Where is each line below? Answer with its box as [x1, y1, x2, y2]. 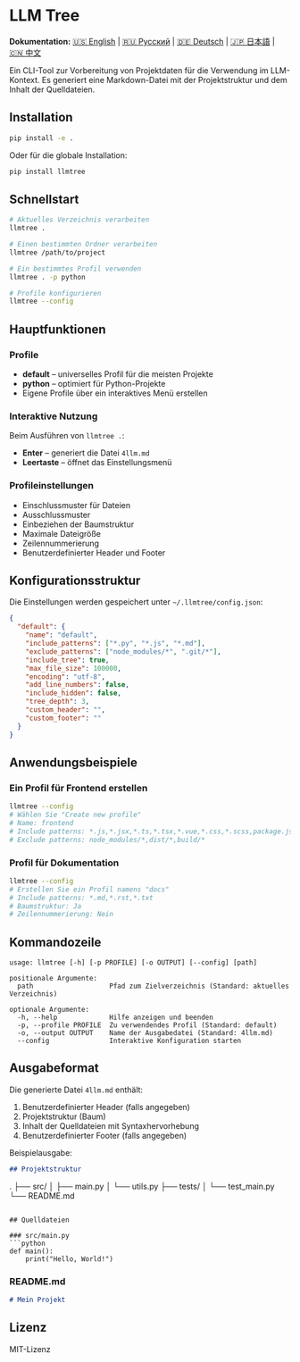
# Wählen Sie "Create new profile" [9, 810, 142, 820]
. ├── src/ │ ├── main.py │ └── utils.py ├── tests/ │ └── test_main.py [9, 1181, 275, 1191]
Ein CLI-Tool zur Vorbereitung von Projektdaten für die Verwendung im [9, 64, 270, 76]
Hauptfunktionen [9, 322, 106, 337]
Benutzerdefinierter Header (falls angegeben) [21, 1101, 190, 1112]
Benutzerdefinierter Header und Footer [21, 547, 166, 558]
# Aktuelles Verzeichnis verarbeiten [9, 215, 150, 224]
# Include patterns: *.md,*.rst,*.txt [9, 893, 154, 902]
